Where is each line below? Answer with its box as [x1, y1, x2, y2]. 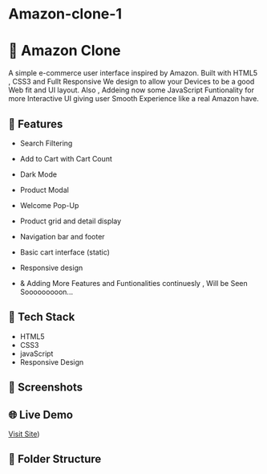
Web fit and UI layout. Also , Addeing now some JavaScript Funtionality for [8, 85, 255, 95]
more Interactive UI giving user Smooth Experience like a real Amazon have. [8, 94, 259, 104]
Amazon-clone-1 [8, 5, 123, 23]
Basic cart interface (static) [19, 247, 111, 257]
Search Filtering [19, 138, 73, 148]
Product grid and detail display [19, 216, 122, 226]
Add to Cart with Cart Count [19, 153, 112, 163]
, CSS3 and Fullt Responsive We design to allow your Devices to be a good [8, 77, 255, 87]
